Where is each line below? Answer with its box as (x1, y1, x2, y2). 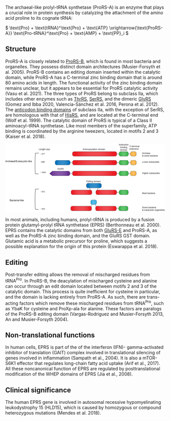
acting (5, 300, 19, 306)
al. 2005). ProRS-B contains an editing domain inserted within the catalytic (5, 69, 161, 75)
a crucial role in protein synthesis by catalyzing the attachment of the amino (5, 10, 163, 16)
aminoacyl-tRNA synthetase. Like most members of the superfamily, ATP (5, 122, 157, 128)
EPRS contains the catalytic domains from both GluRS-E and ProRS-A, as (5, 227, 157, 233)
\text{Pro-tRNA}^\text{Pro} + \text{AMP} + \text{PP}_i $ (13, 30, 129, 36)
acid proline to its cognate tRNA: (5, 15, 73, 21)
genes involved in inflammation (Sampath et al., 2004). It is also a (5, 355, 142, 361)
